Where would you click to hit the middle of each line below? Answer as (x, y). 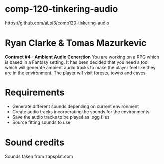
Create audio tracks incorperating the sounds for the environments (81, 112)
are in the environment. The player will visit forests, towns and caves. (76, 73)
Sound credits (35, 142)
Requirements (35, 93)
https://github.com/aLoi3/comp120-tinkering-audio (57, 23)
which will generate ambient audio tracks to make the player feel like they (80, 67)
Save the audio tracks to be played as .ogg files (61, 117)
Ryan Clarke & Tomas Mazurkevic (76, 43)
